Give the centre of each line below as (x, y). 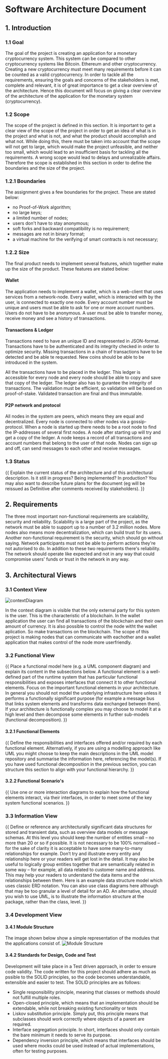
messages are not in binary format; (49, 234)
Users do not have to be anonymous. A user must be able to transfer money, (84, 313)
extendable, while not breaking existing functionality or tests (75, 1008)
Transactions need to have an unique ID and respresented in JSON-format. (82, 341)
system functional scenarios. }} (38, 803)
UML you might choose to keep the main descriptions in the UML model (79, 753)
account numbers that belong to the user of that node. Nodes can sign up (81, 443)
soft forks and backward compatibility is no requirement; (71, 229)
